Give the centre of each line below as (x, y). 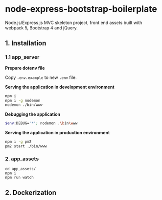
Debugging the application (33, 114)
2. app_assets (22, 159)
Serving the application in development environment (60, 87)
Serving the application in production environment (58, 133)
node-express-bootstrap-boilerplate (81, 9)
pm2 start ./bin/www (26, 146)
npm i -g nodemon (23, 100)
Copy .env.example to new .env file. (41, 77)
